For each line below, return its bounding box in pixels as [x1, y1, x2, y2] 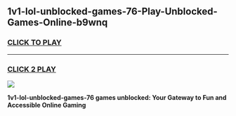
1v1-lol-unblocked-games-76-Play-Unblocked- [7, 6, 218, 18]
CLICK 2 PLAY [7, 64, 56, 74]
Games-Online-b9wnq [7, 17, 108, 29]
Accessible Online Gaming [7, 101, 86, 109]
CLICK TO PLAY [7, 38, 62, 48]
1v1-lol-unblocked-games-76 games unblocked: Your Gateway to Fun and [7, 93, 227, 101]
